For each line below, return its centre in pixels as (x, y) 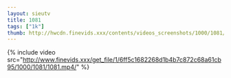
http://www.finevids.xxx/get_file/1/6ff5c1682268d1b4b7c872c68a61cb (122, 60)
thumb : (16, 33)
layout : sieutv (29, 13)
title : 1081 (24, 20)
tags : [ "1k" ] (26, 26)
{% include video (32, 52)
